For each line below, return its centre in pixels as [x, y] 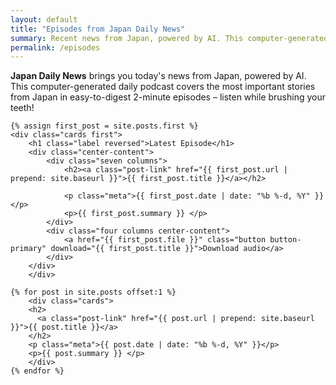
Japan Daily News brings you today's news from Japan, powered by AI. [158, 76]
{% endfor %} [37, 371]
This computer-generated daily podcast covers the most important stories [163, 87]
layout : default [44, 19]
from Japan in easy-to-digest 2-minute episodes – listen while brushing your [168, 97]
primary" [28, 249]
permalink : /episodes [55, 47]
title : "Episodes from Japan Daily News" [98, 29]
